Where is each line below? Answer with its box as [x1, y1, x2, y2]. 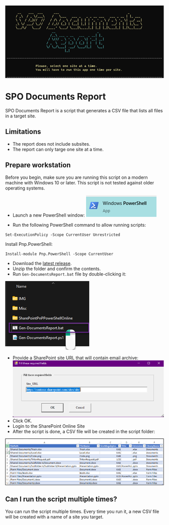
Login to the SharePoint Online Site [12, 423, 85, 429]
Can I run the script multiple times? [5, 495, 117, 504]
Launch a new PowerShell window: [12, 212, 85, 218]
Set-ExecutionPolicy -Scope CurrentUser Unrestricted [5, 232, 121, 237]
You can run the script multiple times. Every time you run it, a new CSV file [5, 508, 159, 514]
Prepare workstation [5, 161, 71, 169]
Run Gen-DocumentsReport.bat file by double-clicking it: [12, 271, 127, 277]
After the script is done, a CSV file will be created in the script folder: [12, 428, 155, 434]
